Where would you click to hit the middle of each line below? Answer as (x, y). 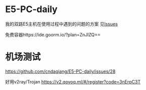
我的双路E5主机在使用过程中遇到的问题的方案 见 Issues (62, 24)
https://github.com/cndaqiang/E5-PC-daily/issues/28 (60, 71)
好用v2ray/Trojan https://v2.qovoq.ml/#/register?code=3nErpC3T (73, 81)
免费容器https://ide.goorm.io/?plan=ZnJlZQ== (53, 34)
